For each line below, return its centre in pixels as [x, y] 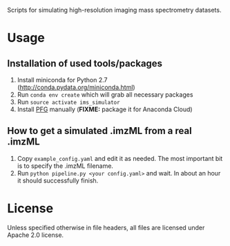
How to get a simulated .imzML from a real [99, 131]
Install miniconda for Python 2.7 [62, 80]
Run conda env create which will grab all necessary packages [105, 95]
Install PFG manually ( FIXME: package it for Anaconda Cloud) [105, 109]
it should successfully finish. [58, 180]
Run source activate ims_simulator [68, 102]
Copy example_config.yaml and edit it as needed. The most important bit [120, 158]
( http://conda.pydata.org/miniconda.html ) [76, 87]
